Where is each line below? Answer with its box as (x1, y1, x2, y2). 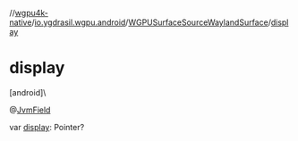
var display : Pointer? (9, 121, 85, 132)
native (9, 17, 32, 28)
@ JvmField (9, 104, 51, 115)
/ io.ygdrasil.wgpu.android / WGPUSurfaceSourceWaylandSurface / (30, 17, 271, 28)
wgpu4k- (14, 8, 49, 18)
